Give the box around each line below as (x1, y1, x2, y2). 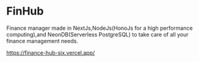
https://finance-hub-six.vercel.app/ (6, 49, 95, 56)
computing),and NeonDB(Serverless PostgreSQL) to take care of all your (6, 30, 189, 38)
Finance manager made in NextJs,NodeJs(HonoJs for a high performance (6, 24, 194, 32)
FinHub (6, 4, 44, 18)
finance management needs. (6, 37, 78, 44)
